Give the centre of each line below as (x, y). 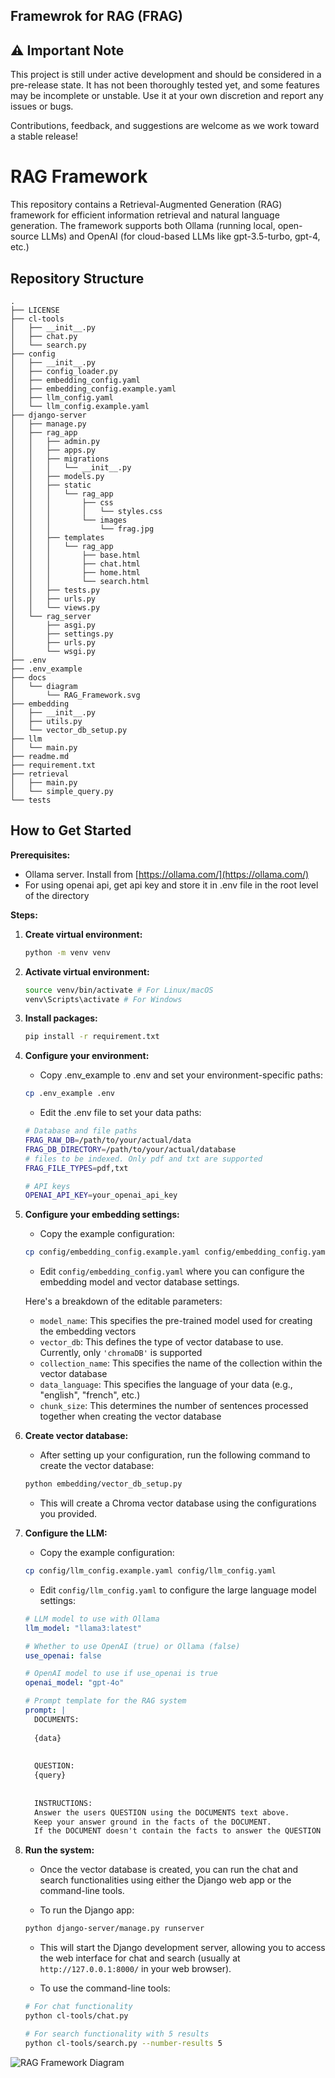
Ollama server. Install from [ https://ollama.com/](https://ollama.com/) (167, 874)
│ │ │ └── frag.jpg (82, 529)
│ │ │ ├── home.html (75, 572)
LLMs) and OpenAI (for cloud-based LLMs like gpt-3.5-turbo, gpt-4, (181, 236)
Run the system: (59, 1850)
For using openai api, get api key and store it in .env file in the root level (171, 885)
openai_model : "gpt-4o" (74, 1683)
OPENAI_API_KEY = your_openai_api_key (101, 1195)
